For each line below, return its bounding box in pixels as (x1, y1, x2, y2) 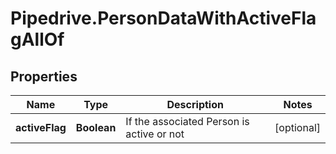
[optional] (274, 121, 321, 134)
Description (166, 98, 224, 111)
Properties (10, 68, 78, 85)
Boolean (75, 121, 117, 134)
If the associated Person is (125, 115, 250, 128)
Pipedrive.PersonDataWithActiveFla (10, 7, 317, 30)
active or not (125, 127, 185, 141)
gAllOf (10, 28, 65, 51)
